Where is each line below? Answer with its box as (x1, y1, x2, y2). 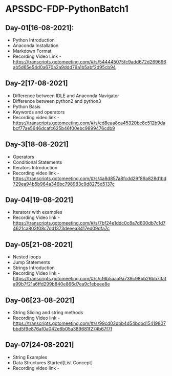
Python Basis (12, 103, 41, 109)
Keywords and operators (12, 108, 65, 115)
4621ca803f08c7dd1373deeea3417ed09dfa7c (12, 226, 110, 232)
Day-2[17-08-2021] (5, 79, 68, 87)
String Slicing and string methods (12, 309, 83, 316)
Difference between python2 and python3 (12, 98, 101, 104)
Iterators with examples (12, 209, 62, 215)
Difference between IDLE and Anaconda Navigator (12, 93, 119, 99)
